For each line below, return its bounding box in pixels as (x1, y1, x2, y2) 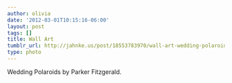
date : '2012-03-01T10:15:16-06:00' (7, 17, 110, 24)
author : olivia (7, 10, 51, 17)
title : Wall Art (7, 36, 54, 43)
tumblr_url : (7, 42, 41, 49)
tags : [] (7, 29, 32, 37)
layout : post (7, 23, 45, 30)
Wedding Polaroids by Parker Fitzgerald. (7, 67, 122, 76)
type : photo (7, 49, 41, 56)
